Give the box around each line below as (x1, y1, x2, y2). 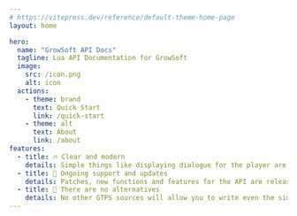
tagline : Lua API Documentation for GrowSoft (17, 54, 188, 63)
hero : (9, 37, 29, 46)
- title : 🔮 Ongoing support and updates (17, 169, 168, 178)
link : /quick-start (32, 112, 104, 120)
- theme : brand (25, 95, 81, 104)
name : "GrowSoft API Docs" (17, 45, 117, 54)
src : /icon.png (25, 70, 81, 80)
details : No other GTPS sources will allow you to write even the (25, 194, 275, 203)
